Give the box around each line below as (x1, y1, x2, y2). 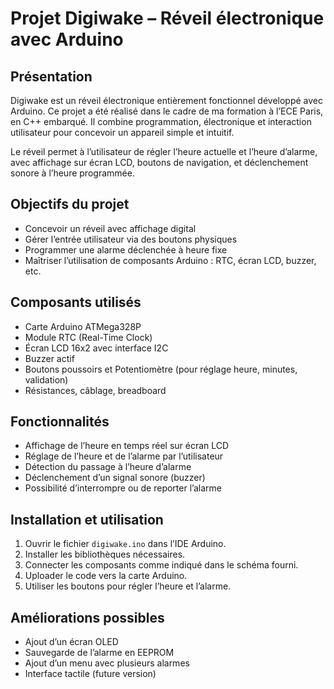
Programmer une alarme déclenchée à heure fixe (24, 243, 228, 256)
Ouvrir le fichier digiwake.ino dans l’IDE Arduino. (24, 538, 227, 550)
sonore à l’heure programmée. (10, 167, 135, 179)
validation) (24, 373, 69, 386)
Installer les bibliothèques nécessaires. (24, 548, 186, 561)
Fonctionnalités (10, 413, 110, 431)
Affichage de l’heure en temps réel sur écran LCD (24, 440, 230, 452)
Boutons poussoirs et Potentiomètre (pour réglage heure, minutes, (24, 363, 298, 375)
